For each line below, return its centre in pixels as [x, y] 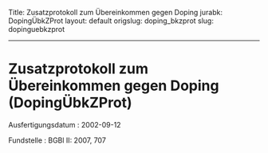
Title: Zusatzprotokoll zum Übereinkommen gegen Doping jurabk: [116, 12]
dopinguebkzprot [37, 29]
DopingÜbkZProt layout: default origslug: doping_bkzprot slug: [111, 21]
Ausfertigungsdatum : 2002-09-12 [65, 124]
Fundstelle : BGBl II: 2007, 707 [57, 140]
